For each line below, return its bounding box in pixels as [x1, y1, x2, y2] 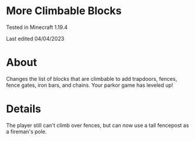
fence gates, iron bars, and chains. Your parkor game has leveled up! [6, 81, 174, 88]
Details [6, 102, 41, 116]
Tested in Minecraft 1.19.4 [6, 24, 68, 31]
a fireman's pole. [6, 128, 47, 135]
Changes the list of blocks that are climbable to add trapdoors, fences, [6, 75, 177, 82]
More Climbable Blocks [6, 4, 122, 18]
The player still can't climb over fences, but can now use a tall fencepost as [6, 122, 190, 129]
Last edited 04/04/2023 [6, 35, 65, 42]
